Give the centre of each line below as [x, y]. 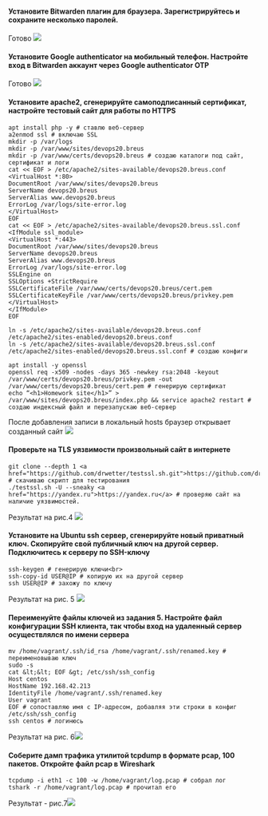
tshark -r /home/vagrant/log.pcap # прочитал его [93, 788]
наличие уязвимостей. [44, 501]
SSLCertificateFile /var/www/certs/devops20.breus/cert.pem [110, 288]
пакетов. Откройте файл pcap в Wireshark [82, 763]
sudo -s [21, 665]
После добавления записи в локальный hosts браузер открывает [120, 422]
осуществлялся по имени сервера [69, 634]
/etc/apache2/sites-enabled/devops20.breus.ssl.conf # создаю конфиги [128, 351]
